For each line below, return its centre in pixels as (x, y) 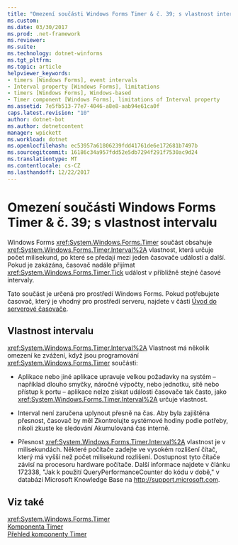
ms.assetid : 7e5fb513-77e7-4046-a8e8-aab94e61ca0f (84, 106)
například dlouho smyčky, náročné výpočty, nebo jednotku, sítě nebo (118, 385)
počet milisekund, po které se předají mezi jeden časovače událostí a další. (117, 257)
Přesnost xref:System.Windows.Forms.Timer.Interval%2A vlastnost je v (121, 442)
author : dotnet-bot (36, 119)
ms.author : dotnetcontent (45, 126)
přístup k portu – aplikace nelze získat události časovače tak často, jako (122, 392)
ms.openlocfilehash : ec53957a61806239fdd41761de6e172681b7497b (103, 146)
